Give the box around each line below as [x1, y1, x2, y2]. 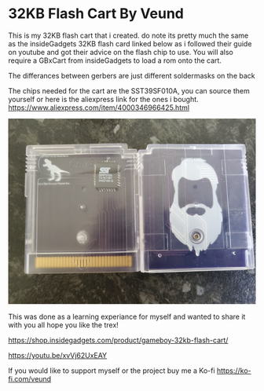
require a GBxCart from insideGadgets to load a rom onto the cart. [8, 56, 222, 65]
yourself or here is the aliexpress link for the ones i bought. [8, 94, 199, 104]
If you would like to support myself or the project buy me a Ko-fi [8, 366, 215, 375]
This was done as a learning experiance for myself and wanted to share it [8, 312, 246, 321]
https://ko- [216, 366, 251, 375]
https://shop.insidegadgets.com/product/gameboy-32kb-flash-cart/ [8, 335, 229, 345]
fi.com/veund [8, 374, 52, 383]
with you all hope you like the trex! [8, 320, 119, 330]
